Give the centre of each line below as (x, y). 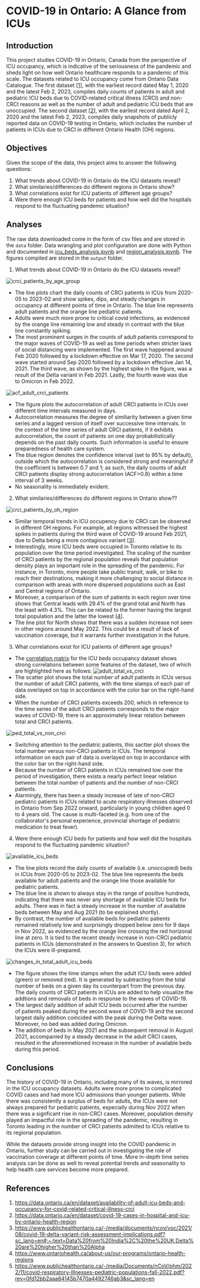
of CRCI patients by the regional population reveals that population (96, 559)
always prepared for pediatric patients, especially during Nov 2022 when (96, 1107)
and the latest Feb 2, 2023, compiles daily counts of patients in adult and (96, 91)
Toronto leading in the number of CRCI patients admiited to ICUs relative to (98, 1127)
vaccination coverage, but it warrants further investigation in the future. (102, 635)
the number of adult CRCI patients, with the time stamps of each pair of (102, 683)
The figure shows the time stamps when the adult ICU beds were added (103, 973)
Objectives (27, 148)
